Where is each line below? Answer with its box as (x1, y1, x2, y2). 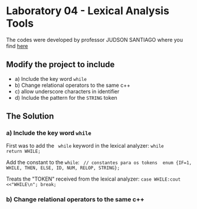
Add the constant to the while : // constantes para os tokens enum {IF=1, (6, 159, 192, 166)
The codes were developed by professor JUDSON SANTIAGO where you (6, 36, 183, 43)
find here (6, 43, 28, 50)
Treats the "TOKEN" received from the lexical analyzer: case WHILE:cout (6, 175, 181, 182)
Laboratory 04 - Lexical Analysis (6, 4, 170, 18)
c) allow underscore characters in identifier (14, 87, 120, 95)
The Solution (6, 111, 54, 122)
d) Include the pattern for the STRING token (14, 94, 118, 101)
